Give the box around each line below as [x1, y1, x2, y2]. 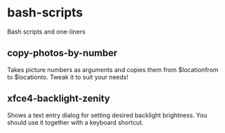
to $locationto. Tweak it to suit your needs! [7, 73, 129, 81]
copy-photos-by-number [7, 47, 117, 59]
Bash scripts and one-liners [7, 27, 86, 36]
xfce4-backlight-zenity [7, 93, 110, 104]
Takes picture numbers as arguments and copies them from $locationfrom [7, 65, 219, 73]
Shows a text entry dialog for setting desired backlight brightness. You [7, 111, 208, 119]
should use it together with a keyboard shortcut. [7, 118, 144, 126]
